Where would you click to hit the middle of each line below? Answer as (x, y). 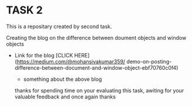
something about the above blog (63, 79)
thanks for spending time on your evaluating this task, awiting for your (99, 90)
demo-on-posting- (149, 61)
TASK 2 (24, 10)
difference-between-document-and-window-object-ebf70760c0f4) (96, 67)
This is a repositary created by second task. (59, 26)
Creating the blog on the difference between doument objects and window (96, 37)
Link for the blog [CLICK (44, 55)
